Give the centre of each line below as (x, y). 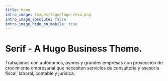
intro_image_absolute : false (36, 19)
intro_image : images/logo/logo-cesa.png (48, 15)
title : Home (18, 10)
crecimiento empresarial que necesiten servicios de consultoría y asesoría (82, 68)
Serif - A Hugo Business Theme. (74, 49)
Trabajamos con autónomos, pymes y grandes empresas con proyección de (84, 63)
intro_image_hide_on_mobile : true (41, 24)
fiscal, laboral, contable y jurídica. (40, 73)
